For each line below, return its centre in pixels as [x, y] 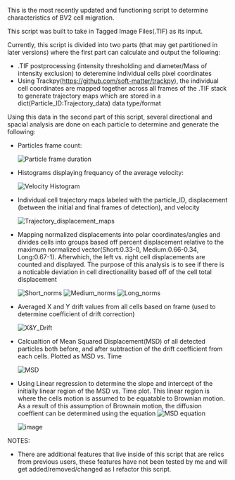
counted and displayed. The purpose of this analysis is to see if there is [121, 264]
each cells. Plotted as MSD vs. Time [69, 356]
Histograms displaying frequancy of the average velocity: [101, 173]
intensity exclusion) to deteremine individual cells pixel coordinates [115, 73]
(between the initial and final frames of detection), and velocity [108, 207]
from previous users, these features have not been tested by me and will [122, 462]
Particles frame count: [50, 145]
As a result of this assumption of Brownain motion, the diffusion [109, 406]
